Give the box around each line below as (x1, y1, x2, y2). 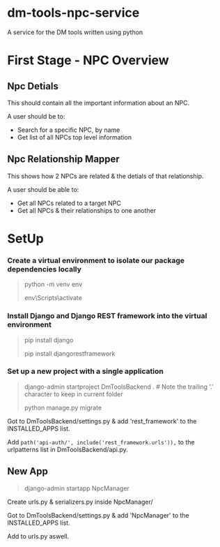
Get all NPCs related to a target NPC (17, 199, 122, 207)
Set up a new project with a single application (7, 366, 164, 376)
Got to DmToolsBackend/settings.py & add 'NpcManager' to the (7, 511, 189, 519)
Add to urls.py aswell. (7, 532, 70, 540)
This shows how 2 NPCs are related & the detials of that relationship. (7, 172, 204, 180)
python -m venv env (24, 280, 82, 289)
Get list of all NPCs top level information (17, 133, 132, 141)
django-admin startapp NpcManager (24, 484, 130, 493)
